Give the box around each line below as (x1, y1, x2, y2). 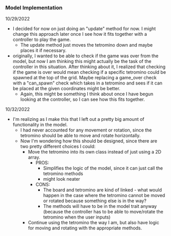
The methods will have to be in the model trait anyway (43, 203, 157, 209)
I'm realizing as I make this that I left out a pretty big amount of (12, 116, 144, 122)
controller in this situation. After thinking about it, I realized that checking (12, 63, 166, 70)
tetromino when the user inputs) (43, 214, 111, 220)
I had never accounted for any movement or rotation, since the (20, 127, 152, 133)
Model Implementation (5, 4, 63, 11)
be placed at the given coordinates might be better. (12, 85, 121, 92)
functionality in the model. (12, 122, 68, 128)
